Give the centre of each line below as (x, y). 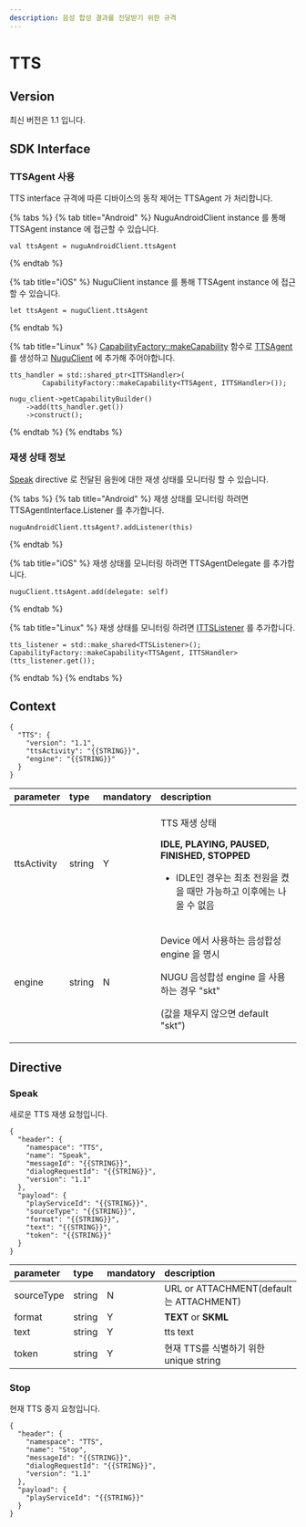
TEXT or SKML (197, 1317)
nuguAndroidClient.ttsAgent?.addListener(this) (102, 527)
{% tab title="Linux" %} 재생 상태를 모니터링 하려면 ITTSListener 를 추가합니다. (153, 627)
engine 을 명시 (190, 955)
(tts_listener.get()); (52, 661)
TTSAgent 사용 (42, 176)
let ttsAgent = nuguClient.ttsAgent (79, 311)
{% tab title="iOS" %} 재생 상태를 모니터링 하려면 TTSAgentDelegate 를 (140, 563)
